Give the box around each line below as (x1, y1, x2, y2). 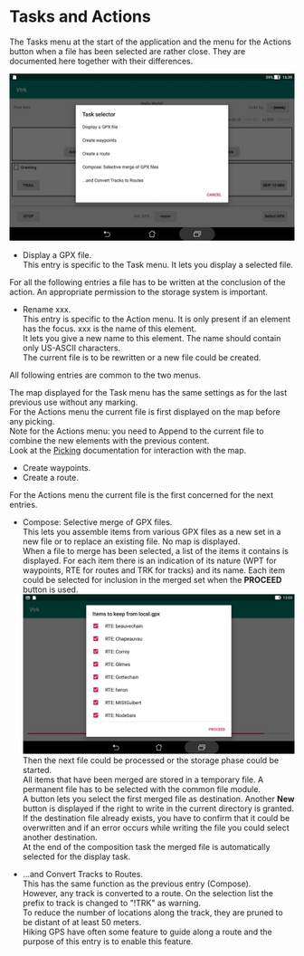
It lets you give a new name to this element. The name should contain (22, 333, 281, 344)
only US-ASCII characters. (22, 342, 120, 354)
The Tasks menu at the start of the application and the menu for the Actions (9, 36, 292, 47)
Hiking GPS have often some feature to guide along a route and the (22, 926, 273, 937)
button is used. (22, 584, 79, 595)
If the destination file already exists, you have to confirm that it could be (22, 812, 290, 823)
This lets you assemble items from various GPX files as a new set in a (22, 527, 281, 538)
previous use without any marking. (9, 397, 138, 408)
